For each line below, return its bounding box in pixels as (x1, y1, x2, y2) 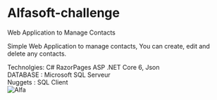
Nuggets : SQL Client (7, 77, 68, 86)
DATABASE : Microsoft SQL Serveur (7, 70, 111, 79)
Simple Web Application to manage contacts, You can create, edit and (7, 42, 210, 50)
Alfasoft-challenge (7, 5, 120, 21)
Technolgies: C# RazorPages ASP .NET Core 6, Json (7, 63, 160, 71)
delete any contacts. (7, 49, 67, 58)
